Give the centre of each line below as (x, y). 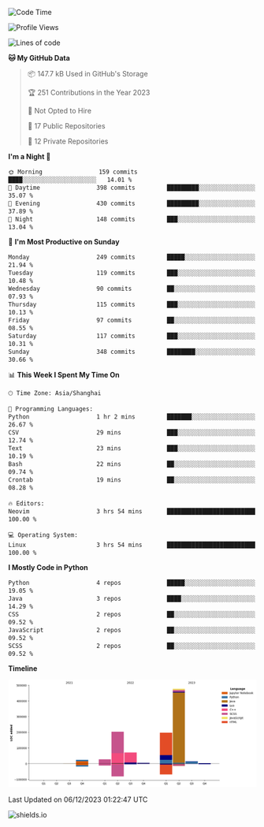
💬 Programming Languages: (50, 409)
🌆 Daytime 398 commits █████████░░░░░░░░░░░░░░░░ (132, 188)
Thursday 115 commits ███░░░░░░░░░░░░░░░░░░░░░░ (132, 304)
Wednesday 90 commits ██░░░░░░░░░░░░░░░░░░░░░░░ (132, 289)
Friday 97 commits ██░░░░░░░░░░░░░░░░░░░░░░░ (132, 320)
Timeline (23, 669)
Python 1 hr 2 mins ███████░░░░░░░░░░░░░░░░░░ (132, 417)
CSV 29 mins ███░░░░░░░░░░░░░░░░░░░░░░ (132, 433)
